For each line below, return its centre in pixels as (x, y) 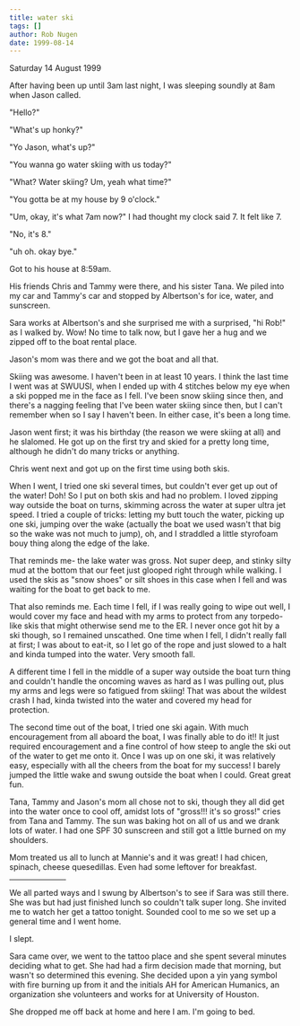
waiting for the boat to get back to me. (80, 590)
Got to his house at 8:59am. (60, 269)
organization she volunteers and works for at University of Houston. (134, 995)
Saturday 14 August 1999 (55, 68)
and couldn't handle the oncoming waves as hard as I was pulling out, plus (147, 681)
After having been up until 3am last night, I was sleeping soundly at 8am (142, 85)
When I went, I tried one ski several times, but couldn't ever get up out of (144, 487)
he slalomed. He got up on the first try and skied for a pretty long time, (139, 442)
